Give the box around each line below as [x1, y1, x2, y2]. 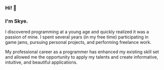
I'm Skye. [5, 17, 29, 24]
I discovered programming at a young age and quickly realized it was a [5, 29, 149, 35]
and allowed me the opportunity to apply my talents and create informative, [5, 54, 158, 60]
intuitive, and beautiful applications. [5, 59, 78, 66]
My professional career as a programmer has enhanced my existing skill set [5, 49, 159, 55]
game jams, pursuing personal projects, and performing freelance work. [5, 39, 152, 45]
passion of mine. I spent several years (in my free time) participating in [5, 34, 149, 40]
